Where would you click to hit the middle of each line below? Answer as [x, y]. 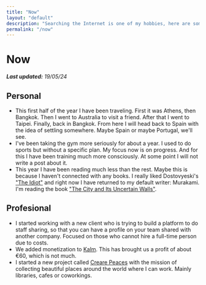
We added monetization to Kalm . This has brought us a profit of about [103, 249]
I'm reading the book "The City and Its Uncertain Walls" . [86, 189]
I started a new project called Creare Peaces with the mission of [96, 262]
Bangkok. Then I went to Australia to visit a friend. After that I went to [102, 117]
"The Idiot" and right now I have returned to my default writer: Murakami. [107, 182]
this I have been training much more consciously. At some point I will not [106, 156]
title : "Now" [23, 12]
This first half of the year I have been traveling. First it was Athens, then [105, 111]
